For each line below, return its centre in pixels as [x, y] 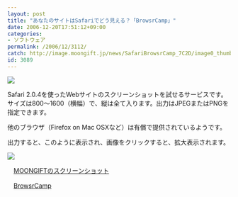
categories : [25, 34]
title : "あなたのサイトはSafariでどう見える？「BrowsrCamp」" [92, 21]
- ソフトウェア [27, 40]
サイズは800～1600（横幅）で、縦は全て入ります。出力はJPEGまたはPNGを [118, 103]
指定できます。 [29, 112]
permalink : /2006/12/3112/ [47, 47]
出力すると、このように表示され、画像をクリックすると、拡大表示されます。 [119, 142]
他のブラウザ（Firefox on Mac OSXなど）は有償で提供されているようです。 [117, 127]
